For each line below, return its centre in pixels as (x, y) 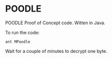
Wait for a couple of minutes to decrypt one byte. (56, 51)
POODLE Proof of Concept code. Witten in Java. (55, 23)
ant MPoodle (18, 42)
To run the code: (22, 32)
